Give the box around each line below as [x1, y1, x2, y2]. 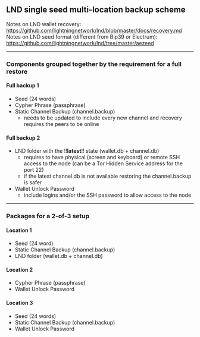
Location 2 [6, 266, 33, 273]
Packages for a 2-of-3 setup [6, 212, 90, 221]
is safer [23, 179, 42, 186]
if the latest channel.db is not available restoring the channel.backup [23, 172, 192, 180]
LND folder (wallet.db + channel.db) [14, 253, 103, 260]
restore [6, 67, 28, 75]
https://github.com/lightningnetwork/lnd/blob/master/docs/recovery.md [6, 27, 183, 34]
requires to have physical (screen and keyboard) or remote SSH [23, 154, 180, 161]
